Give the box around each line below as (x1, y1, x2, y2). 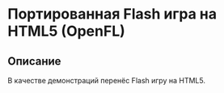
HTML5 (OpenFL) (7, 22, 126, 40)
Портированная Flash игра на (7, 5, 218, 23)
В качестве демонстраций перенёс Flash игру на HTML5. (7, 76, 205, 85)
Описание (7, 54, 61, 68)
